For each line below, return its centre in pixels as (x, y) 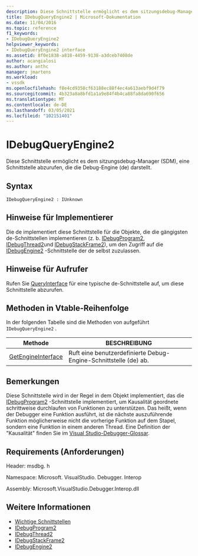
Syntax (19, 186)
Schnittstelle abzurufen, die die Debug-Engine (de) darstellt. (79, 167)
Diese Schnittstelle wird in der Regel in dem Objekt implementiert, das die (95, 396)
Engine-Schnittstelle (97, 360)
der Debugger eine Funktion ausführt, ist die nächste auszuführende (89, 414)
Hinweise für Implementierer (60, 218)
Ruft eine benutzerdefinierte (107, 353)
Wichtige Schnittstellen (43, 521)
